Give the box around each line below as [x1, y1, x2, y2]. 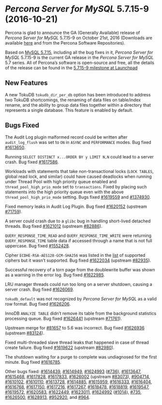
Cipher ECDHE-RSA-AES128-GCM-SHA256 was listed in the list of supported [5, 252, 146, 258]
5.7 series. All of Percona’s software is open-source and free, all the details [5, 60, 155, 65]
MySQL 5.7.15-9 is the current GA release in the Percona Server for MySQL [5, 54, 154, 60]
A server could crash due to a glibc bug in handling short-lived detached [5, 218, 151, 224]
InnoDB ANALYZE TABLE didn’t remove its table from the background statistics [5, 310, 157, 316]
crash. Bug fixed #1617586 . [5, 159, 59, 165]
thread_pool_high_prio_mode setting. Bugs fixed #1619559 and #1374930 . [5, 194, 151, 200]
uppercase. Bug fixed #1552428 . [5, 243, 70, 249]
